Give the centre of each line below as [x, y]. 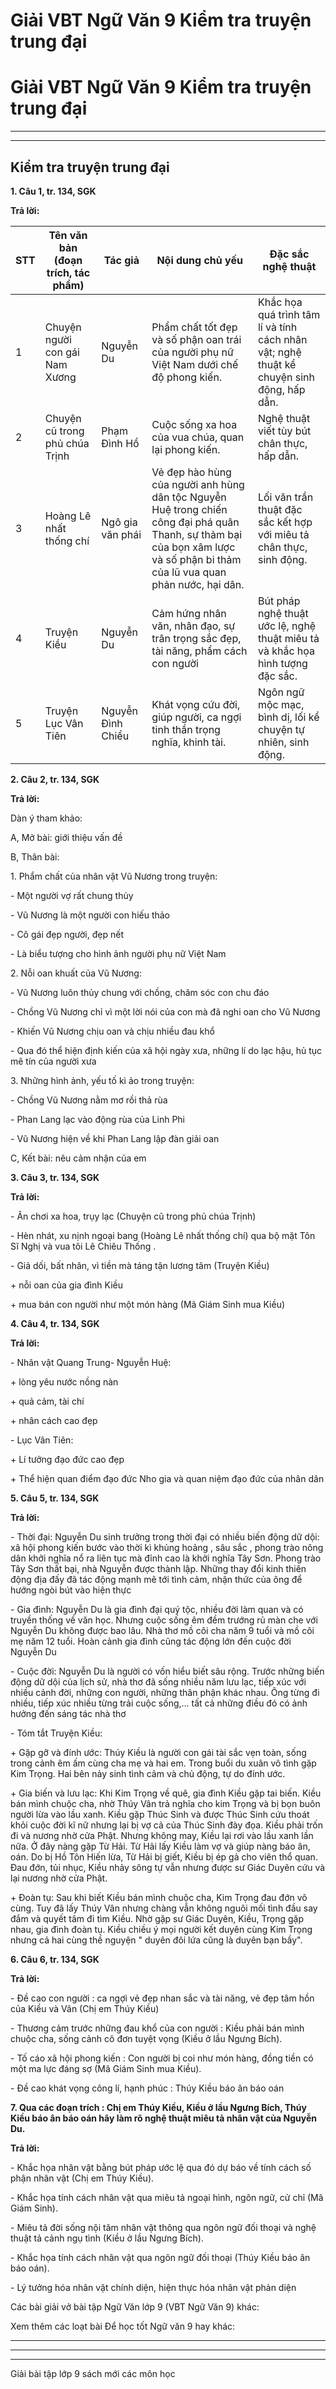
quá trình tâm [289, 314]
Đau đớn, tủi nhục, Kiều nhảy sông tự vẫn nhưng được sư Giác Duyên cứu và [168, 1867]
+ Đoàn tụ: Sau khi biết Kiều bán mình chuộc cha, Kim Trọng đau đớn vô [159, 1897]
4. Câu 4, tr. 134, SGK [55, 1323]
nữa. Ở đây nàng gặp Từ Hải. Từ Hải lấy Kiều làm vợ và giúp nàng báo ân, [160, 1846]
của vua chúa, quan [198, 437]
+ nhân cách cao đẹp [54, 1420]
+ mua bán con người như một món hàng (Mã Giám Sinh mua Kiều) [148, 1304]
